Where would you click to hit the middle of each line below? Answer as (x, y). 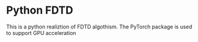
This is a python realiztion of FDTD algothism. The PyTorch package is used (99, 27)
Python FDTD (40, 10)
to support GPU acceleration (41, 33)
